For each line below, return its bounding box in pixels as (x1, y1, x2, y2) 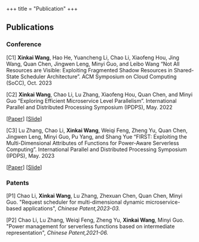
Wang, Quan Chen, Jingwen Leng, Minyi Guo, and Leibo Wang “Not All (6, 60, 180, 68)
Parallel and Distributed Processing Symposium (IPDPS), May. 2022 (6, 103, 173, 111)
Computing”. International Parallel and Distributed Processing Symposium (6, 146, 187, 153)
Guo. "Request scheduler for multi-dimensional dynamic (6, 198, 145, 206)
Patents (6, 179, 29, 187)
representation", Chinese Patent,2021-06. (6, 229, 109, 236)
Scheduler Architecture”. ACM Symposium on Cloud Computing (20, 73, 177, 80)
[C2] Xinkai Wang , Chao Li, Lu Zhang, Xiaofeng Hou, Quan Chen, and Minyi (6, 91, 193, 98)
